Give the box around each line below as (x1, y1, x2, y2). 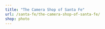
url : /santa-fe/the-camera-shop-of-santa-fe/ (5, 12, 100, 17)
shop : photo (5, 16, 30, 21)
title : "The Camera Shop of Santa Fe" (5, 7, 85, 12)
